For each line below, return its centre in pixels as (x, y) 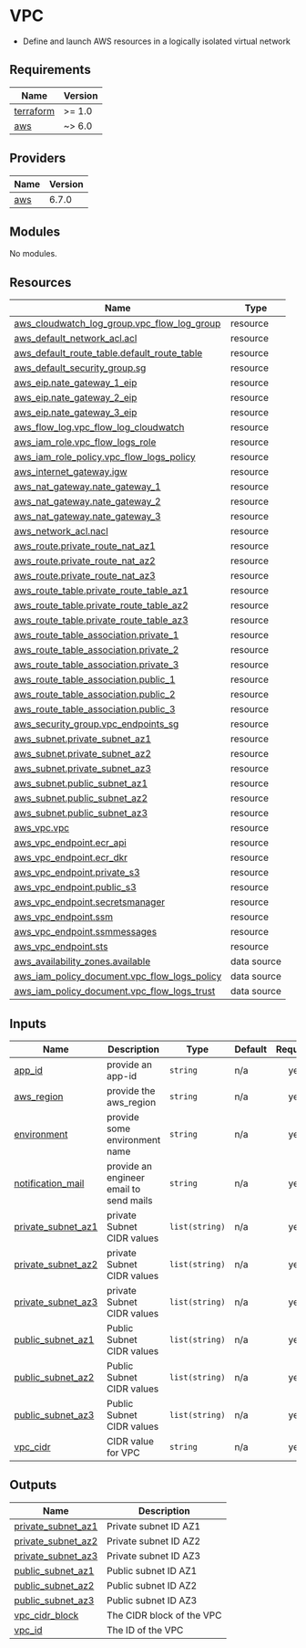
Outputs (33, 1485)
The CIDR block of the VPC (164, 1615)
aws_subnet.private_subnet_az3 (83, 769)
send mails (129, 1200)
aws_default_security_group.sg (80, 368)
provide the (131, 1091)
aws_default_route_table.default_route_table (108, 353)
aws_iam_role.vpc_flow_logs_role (85, 442)
